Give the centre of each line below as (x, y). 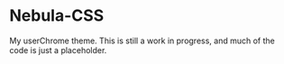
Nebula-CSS (57, 16)
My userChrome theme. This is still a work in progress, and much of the (142, 41)
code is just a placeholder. (58, 50)
